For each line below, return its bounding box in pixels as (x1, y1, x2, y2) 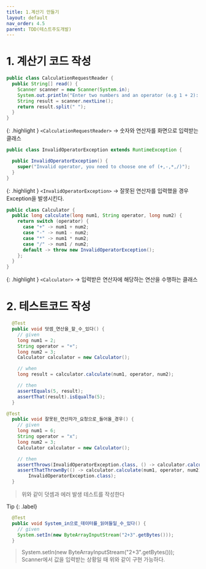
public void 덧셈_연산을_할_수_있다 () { (12, 326, 105, 332)
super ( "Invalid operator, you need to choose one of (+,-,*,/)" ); (17, 163, 191, 169)
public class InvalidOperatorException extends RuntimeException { (6, 147, 183, 153)
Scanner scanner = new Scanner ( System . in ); (17, 87, 131, 93)
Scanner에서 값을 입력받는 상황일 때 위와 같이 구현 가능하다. (21, 556, 166, 563)
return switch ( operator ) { (17, 219, 89, 225)
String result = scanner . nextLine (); (17, 98, 114, 104)
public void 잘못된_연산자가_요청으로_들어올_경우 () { (12, 416, 134, 422)
